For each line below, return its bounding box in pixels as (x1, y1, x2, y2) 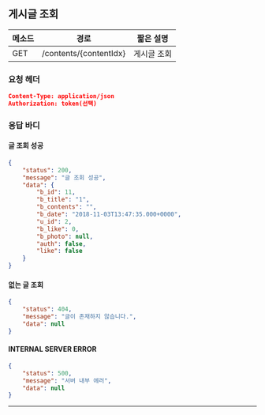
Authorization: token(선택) (8, 100, 97, 108)
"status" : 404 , (22, 305, 73, 314)
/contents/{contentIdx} (42, 47, 126, 58)
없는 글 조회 (8, 280, 44, 289)
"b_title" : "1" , (36, 196, 90, 204)
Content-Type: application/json (8, 92, 114, 100)
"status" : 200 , (22, 166, 73, 174)
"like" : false (36, 247, 83, 255)
